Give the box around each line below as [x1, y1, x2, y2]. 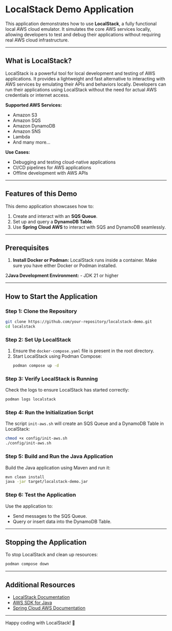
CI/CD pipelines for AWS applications [12, 164, 92, 170]
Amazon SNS [12, 128, 41, 134]
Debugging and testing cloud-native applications [12, 159, 116, 165]
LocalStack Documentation [12, 594, 70, 600]
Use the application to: [5, 503, 53, 509]
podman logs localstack [5, 397, 56, 402]
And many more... [12, 139, 51, 145]
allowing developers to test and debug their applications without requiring [5, 31, 161, 37]
